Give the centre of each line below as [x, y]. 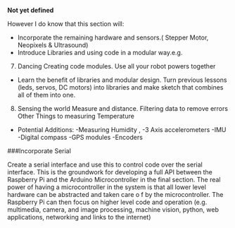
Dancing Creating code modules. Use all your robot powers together [116, 66]
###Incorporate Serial [39, 151]
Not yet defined [31, 10]
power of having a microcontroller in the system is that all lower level [107, 187]
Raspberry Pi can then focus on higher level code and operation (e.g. [107, 202]
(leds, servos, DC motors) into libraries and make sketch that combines [120, 87]
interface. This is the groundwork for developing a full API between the [110, 172]
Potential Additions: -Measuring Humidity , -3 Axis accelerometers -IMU [122, 130]
